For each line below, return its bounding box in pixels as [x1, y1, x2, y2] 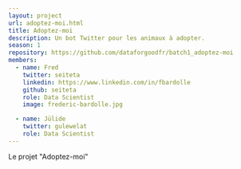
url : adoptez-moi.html [8, 19, 84, 27]
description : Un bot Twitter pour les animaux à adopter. [8, 33, 205, 42]
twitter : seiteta [22, 71, 81, 79]
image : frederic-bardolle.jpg [22, 100, 124, 108]
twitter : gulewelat [22, 123, 88, 131]
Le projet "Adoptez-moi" [8, 151, 89, 161]
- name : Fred [15, 64, 59, 72]
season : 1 [8, 41, 41, 49]
